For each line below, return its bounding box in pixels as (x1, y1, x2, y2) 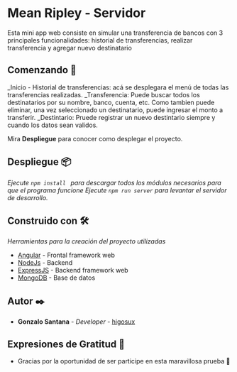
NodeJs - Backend (17, 258, 73, 267)
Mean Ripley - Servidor (7, 5, 146, 21)
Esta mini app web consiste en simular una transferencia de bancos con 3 (7, 28, 224, 37)
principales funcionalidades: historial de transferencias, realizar (7, 35, 193, 44)
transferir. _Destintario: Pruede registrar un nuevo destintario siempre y (7, 113, 216, 121)
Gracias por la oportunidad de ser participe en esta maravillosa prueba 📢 (17, 357, 231, 365)
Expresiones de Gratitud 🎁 (7, 338, 126, 350)
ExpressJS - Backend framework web (17, 266, 129, 275)
